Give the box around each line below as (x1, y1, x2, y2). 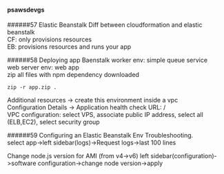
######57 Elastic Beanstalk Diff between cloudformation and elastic (7, 21, 203, 29)
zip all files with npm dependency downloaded (7, 71, 140, 79)
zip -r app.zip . (7, 84, 57, 91)
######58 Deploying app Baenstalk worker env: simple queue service (7, 56, 208, 65)
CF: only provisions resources (7, 35, 92, 44)
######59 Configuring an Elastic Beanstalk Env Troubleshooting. (7, 131, 194, 140)
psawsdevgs (7, 6, 45, 14)
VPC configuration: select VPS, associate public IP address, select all (7, 111, 203, 119)
